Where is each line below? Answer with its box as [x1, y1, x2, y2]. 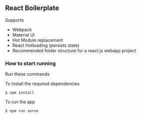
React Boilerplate [5, 4, 59, 12]
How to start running [5, 60, 56, 67]
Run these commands [5, 71, 50, 77]
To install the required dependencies [5, 81, 80, 87]
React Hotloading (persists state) [12, 42, 80, 48]
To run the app [5, 99, 35, 105]
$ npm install [5, 90, 35, 95]
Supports [5, 17, 24, 23]
